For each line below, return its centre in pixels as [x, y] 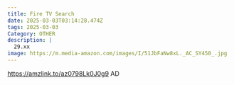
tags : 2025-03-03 [33, 27]
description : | [30, 40]
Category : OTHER [31, 34]
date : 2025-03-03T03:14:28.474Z [55, 21]
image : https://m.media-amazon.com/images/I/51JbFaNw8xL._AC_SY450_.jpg [117, 54]
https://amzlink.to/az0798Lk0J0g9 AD [63, 73]
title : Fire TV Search [41, 14]
